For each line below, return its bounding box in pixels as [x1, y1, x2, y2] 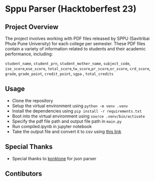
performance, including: [5, 51, 53, 57]
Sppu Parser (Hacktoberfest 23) [5, 3, 137, 15]
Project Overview [5, 23, 59, 31]
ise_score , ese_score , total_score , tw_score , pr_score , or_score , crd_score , [5, 66, 151, 71]
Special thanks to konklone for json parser [12, 155, 97, 161]
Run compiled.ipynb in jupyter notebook [12, 123, 92, 129]
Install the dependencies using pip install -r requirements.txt [12, 108, 142, 114]
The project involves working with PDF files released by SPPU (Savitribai [5, 35, 150, 41]
